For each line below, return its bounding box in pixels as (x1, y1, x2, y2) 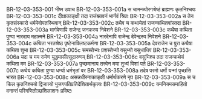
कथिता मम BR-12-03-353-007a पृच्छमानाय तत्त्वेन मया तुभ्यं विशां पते (6, 60, 146, 67)
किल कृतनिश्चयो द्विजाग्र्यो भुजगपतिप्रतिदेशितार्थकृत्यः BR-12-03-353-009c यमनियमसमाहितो (6, 80, 187, 88)
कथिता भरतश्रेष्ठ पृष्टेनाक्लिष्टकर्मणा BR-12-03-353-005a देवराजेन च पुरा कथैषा (33, 40, 193, 46)
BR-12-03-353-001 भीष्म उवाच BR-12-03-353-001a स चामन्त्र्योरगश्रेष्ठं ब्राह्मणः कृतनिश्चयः (6, 6, 196, 13)
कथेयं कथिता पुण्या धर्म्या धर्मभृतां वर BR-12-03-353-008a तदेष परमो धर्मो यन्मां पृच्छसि (20, 67, 192, 74)
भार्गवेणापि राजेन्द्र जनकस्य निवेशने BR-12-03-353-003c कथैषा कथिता (49, 26, 192, 33)
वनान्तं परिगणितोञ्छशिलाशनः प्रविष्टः (6, 88, 73, 94)
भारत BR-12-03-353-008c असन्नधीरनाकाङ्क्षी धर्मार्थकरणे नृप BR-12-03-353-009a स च (6, 74, 196, 81)
